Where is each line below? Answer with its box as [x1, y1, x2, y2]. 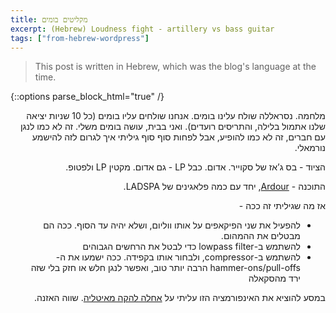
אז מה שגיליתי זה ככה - [238, 200, 326, 212]
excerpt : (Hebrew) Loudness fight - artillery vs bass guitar [10, 24, 275, 34]
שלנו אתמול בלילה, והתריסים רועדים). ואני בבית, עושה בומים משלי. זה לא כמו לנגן [19, 121, 326, 133]
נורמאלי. [294, 142, 326, 154]
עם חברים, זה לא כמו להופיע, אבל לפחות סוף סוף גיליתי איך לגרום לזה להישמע [31, 131, 326, 143]
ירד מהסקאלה [248, 272, 301, 285]
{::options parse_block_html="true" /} [10, 91, 165, 103]
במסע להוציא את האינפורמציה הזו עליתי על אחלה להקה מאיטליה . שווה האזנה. [33, 292, 326, 304]
